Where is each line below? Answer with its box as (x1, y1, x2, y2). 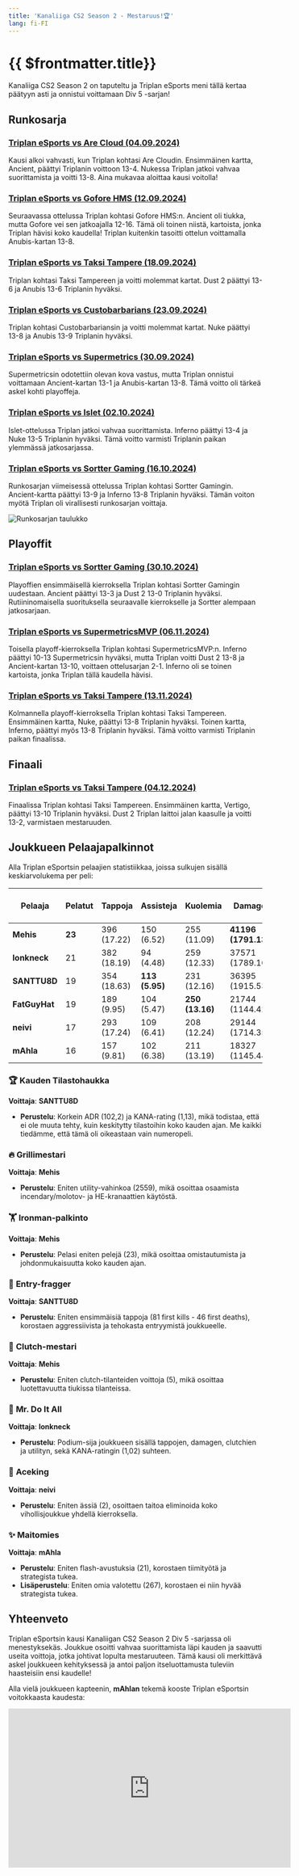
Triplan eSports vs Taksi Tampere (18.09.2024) (8, 257, 197, 268)
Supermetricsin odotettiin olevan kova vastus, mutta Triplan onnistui (8, 369, 234, 380)
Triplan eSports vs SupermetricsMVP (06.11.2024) (8, 625, 210, 637)
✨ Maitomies (8, 1529, 60, 1540)
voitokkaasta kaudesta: (8, 1692, 85, 1701)
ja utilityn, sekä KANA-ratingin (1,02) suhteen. (19, 1446, 172, 1456)
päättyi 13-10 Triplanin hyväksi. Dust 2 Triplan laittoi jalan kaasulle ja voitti (8, 809, 252, 818)
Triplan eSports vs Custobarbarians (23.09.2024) (8, 304, 207, 315)
